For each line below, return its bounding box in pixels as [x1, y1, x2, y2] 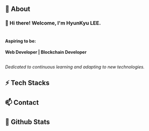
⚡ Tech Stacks [5, 78, 50, 87]
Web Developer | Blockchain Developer [5, 49, 87, 55]
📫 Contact [5, 98, 39, 107]
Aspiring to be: [5, 38, 36, 44]
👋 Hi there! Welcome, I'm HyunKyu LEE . [5, 20, 101, 27]
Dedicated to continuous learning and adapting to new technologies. [5, 64, 145, 69]
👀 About [5, 5, 30, 13]
